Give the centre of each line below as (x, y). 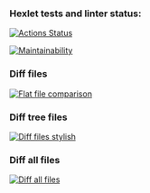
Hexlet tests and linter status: (75, 14)
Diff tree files (38, 117)
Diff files (28, 74)
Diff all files (35, 160)
